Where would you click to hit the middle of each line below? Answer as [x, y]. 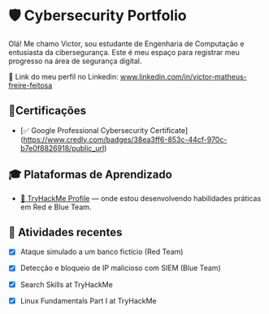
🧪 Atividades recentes [65, 232]
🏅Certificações [48, 111]
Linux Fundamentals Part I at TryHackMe [88, 300]
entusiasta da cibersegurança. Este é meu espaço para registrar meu [124, 52]
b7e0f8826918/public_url [62, 148]
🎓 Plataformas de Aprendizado [90, 175]
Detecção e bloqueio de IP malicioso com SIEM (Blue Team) [120, 268]
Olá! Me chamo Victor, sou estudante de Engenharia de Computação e [126, 43]
